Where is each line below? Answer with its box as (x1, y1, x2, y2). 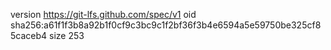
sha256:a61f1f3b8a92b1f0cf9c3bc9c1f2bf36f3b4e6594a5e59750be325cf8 (10, 19, 322, 31)
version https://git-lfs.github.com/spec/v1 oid (10, 9, 197, 20)
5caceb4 (10, 30, 48, 41)
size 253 (49, 30, 85, 41)
